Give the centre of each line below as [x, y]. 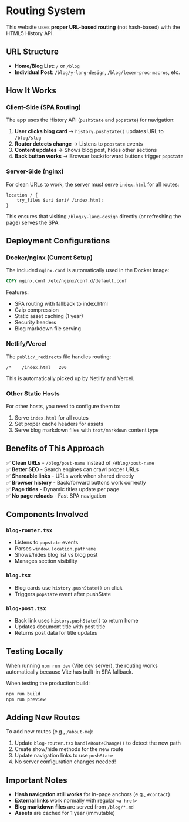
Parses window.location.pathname [55, 549]
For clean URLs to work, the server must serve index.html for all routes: [93, 184]
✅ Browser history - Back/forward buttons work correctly [76, 482]
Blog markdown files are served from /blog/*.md [74, 807]
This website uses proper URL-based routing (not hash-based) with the [93, 27]
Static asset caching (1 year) [49, 316]
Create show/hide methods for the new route [69, 749]
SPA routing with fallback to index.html [61, 304]
